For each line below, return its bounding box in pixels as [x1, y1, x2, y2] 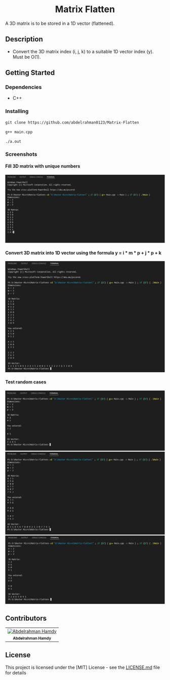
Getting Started [5, 68, 55, 77]
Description [5, 35, 43, 44]
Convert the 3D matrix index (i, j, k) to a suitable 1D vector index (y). [12, 48, 154, 54]
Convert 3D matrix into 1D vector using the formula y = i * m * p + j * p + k [5, 250, 162, 256]
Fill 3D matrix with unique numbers [5, 163, 80, 169]
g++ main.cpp [5, 129, 33, 135]
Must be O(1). [12, 54, 41, 60]
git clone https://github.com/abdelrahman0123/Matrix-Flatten [5, 120, 139, 125]
